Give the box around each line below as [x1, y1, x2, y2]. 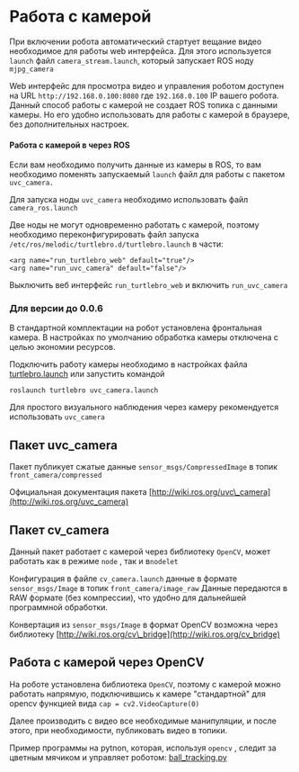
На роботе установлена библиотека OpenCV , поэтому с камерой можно [9, 678, 281, 689]
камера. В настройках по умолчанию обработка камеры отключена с [9, 332, 279, 343]
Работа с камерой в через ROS [9, 139, 130, 150]
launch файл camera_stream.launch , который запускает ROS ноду [9, 55, 254, 66]
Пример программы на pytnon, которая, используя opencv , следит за [9, 742, 277, 753]
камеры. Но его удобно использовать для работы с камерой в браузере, [9, 109, 290, 120]
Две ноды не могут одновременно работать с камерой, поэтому [9, 220, 259, 230]
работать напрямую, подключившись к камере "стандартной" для [9, 688, 267, 699]
